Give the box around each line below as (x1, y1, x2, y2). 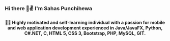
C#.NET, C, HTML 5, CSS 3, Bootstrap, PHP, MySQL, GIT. (24, 30, 146, 36)
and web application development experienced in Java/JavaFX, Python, (7, 25, 163, 31)
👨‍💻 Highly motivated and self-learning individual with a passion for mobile (5, 19, 165, 25)
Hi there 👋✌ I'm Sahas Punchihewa (5, 5, 93, 12)
